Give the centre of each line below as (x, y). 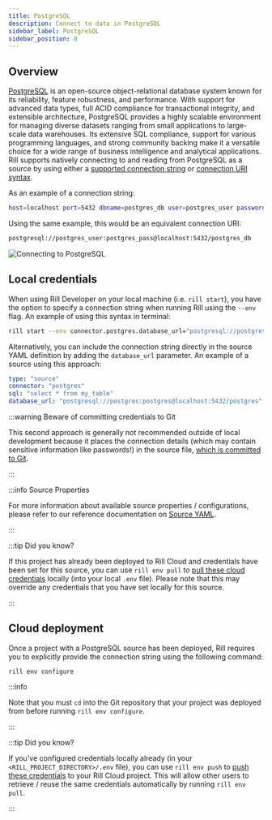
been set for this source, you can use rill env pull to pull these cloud (127, 570)
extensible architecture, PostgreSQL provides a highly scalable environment (135, 117)
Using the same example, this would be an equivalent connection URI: (125, 223)
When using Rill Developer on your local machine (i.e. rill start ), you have (135, 299)
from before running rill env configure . (77, 710)
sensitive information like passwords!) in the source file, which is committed (135, 450)
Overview (34, 71)
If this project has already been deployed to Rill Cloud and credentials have (133, 561)
